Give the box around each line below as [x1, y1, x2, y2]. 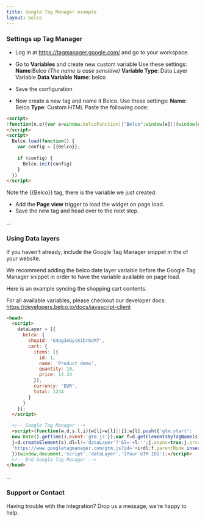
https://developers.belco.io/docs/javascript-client [6, 303, 131, 310]
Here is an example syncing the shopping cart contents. [6, 285, 147, 292]
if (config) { [17, 155, 53, 161]
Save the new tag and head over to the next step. [15, 207, 139, 214]
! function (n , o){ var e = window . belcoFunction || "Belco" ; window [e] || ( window [6, 121, 195, 127]
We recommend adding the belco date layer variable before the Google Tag [6, 266, 196, 274]
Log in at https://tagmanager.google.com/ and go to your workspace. [15, 48, 189, 56]
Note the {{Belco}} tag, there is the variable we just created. [6, 189, 157, 196]
